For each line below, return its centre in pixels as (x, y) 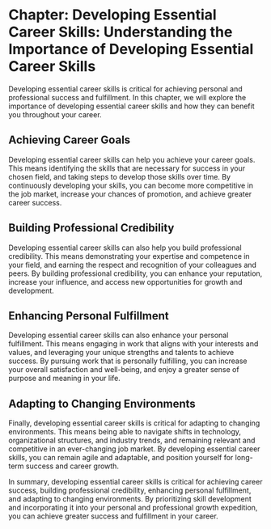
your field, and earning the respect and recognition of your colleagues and (133, 264)
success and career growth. (72, 466)
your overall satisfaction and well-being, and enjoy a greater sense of (124, 370)
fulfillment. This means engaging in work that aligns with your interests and (133, 344)
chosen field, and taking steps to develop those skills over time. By (120, 176)
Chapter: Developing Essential (112, 15)
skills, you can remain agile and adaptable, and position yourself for (121, 458)
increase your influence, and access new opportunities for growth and (125, 281)
